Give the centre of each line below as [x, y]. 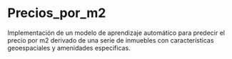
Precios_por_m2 [57, 13]
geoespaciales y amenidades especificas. [69, 48]
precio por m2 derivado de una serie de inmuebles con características [111, 40]
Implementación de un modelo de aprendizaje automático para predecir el [116, 33]
